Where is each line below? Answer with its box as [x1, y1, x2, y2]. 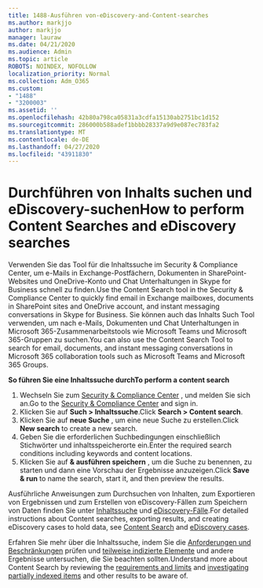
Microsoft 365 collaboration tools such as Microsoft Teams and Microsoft [8, 352, 246, 361]
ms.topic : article [8, 56, 68, 64]
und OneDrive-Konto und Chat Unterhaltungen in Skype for [39, 276, 232, 287]
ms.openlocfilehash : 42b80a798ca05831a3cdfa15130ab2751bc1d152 [8, 114, 220, 122]
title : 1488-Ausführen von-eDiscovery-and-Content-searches [8, 11, 210, 20]
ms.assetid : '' [8, 107, 58, 115]
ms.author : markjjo [8, 19, 72, 27]
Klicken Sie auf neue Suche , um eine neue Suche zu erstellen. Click [19, 415, 239, 425]
